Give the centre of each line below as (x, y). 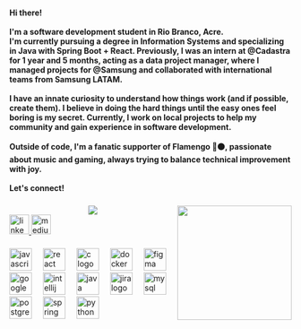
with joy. (26, 169)
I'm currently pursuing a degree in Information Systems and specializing (147, 41)
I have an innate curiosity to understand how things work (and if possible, (149, 98)
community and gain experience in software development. (120, 126)
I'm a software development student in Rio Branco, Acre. (116, 31)
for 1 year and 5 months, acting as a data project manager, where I (134, 60)
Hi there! (26, 13)
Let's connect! (37, 187)
